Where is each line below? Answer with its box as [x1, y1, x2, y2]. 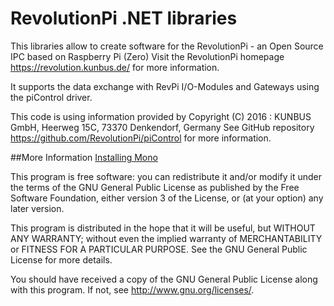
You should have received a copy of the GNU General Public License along [10, 273, 318, 285]
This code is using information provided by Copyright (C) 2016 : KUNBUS [10, 110, 312, 122]
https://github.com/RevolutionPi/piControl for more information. [10, 132, 272, 144]
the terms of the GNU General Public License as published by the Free [10, 181, 300, 193]
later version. [10, 202, 65, 214]
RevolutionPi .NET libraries [10, 7, 238, 30]
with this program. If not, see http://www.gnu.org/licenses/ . [10, 283, 255, 296]
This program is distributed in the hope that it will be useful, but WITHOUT [10, 222, 316, 234]
